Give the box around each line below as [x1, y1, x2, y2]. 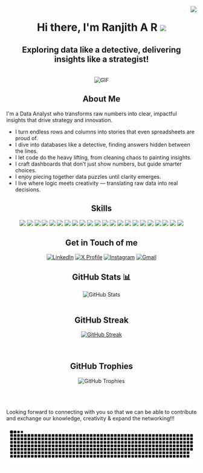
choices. [14, 166, 37, 174]
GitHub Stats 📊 [72, 272, 131, 282]
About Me [82, 94, 121, 105]
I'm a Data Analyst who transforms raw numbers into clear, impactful [6, 110, 177, 117]
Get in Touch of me [65, 238, 138, 248]
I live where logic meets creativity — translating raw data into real [14, 179, 178, 187]
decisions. [14, 185, 41, 193]
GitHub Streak [74, 315, 129, 325]
